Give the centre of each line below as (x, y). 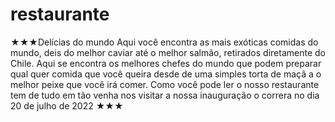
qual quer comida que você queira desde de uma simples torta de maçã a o (166, 74)
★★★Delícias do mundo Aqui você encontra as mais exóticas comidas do (164, 42)
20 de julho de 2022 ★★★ (67, 105)
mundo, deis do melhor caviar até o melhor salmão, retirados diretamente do (168, 52)
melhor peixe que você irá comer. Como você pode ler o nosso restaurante (165, 84)
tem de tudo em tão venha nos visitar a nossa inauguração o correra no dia (165, 95)
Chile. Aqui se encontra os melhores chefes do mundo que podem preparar (166, 63)
